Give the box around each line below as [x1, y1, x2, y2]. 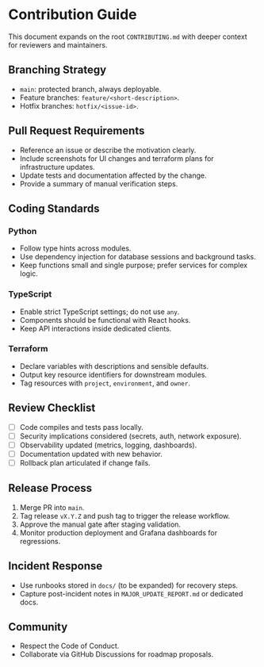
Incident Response [8, 559, 103, 573]
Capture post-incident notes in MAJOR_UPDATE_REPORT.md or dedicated [19, 588, 243, 598]
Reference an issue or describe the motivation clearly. [19, 145, 197, 155]
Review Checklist [8, 401, 96, 415]
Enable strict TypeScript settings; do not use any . [19, 307, 180, 316]
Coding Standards [8, 201, 100, 215]
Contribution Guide [8, 6, 137, 24]
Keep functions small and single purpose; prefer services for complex [19, 260, 248, 270]
